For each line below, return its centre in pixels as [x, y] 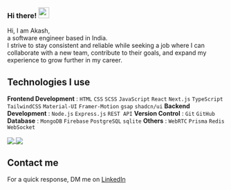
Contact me [33, 163]
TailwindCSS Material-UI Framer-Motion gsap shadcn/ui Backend [99, 106]
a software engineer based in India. [57, 38]
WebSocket [21, 128]
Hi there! [22, 15]
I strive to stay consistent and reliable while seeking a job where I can [106, 46]
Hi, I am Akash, [29, 31]
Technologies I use [49, 82]
